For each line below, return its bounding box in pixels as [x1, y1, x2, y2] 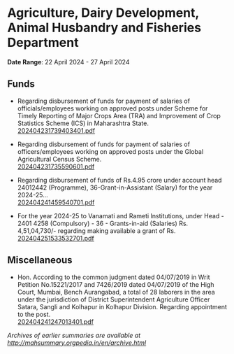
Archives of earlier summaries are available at [7, 331, 141, 339]
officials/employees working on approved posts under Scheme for [17, 104, 208, 113]
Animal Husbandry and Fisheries [7, 20, 201, 36]
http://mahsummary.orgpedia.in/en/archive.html [7, 338, 147, 347]
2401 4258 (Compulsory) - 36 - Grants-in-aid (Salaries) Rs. [17, 219, 189, 227]
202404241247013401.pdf [17, 317, 94, 326]
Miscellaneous [7, 254, 73, 267]
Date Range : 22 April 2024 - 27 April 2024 [7, 57, 130, 66]
